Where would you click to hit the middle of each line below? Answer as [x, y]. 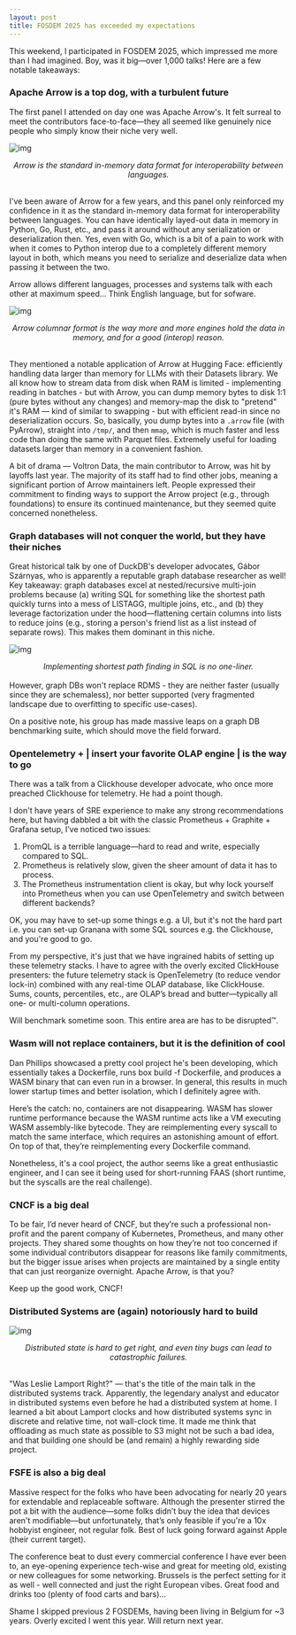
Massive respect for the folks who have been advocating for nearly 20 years [148, 1492]
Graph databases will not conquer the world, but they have [138, 535]
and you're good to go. [51, 939]
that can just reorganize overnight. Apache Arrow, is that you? [121, 1271]
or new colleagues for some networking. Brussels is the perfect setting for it [148, 1575]
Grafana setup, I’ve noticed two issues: [80, 829]
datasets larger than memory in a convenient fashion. [106, 448]
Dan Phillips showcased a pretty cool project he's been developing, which [144, 1063]
